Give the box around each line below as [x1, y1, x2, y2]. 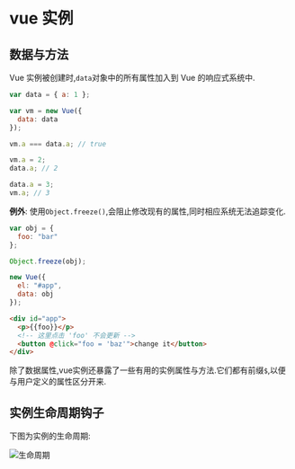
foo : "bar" [17, 232, 58, 241]
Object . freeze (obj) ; [9, 257, 87, 266]
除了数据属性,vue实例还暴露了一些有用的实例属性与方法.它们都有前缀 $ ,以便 [9, 365, 286, 376]
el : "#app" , [17, 281, 63, 290]
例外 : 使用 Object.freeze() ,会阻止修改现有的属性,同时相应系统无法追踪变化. [9, 206, 286, 217]
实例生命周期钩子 [9, 405, 104, 420]
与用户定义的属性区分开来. [9, 376, 107, 387]
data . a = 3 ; [9, 181, 54, 190]
